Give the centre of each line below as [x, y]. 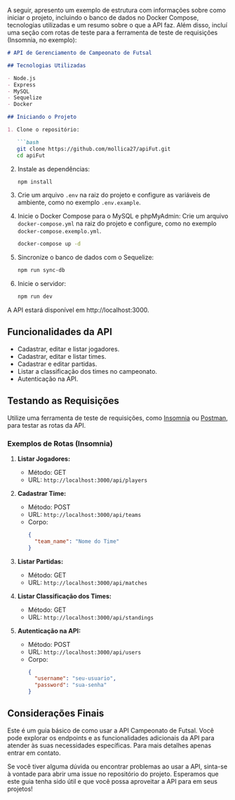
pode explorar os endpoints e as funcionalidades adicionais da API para [111, 737]
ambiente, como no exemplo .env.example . [79, 202]
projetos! [20, 789]
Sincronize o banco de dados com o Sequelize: [86, 257]
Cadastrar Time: [42, 493]
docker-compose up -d [49, 244]
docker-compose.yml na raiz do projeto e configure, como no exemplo [117, 223]
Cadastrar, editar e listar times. [62, 356]
